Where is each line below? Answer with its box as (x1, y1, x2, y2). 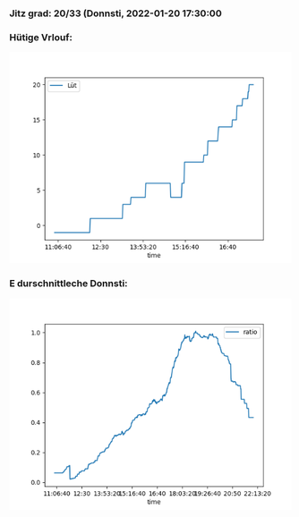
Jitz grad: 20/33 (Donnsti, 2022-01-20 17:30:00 (9, 7, 222, 20)
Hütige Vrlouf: (9, 30, 73, 43)
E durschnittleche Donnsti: (9, 277, 128, 290)
